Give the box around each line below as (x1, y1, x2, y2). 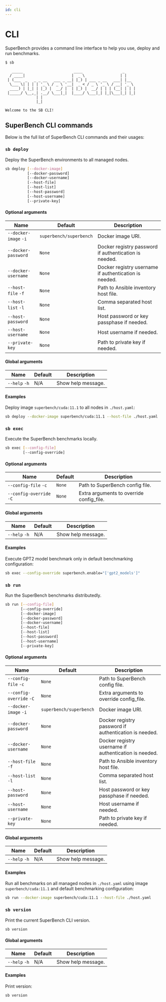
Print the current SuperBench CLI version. (5, 917, 90, 923)
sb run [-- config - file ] (5, 602, 54, 607)
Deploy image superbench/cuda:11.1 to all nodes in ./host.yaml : (5, 405, 135, 411)
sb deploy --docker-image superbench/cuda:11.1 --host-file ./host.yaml (5, 414, 158, 419)
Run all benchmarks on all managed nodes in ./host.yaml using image (5, 880, 148, 886)
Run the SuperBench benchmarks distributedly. (5, 592, 102, 598)
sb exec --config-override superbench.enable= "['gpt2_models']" (5, 570, 140, 575)
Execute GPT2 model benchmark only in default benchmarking (5, 556, 133, 562)
